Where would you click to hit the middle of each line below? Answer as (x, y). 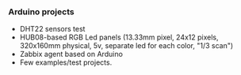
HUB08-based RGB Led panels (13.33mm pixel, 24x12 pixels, (119, 37)
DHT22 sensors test (52, 29)
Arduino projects (41, 12)
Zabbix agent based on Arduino (71, 54)
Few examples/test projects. (66, 62)
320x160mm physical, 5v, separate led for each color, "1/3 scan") (126, 46)
